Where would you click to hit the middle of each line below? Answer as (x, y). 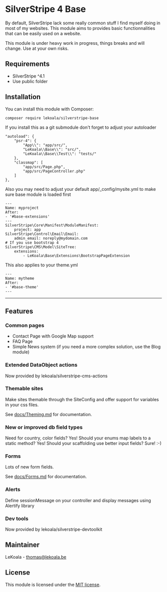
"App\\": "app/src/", (45, 145)
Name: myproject (22, 208)
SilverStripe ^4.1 (28, 76)
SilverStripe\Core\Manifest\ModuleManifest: (52, 225)
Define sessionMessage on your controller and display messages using (78, 500)
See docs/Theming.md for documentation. (48, 414)
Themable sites (24, 389)
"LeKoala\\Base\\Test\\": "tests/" (60, 154)
